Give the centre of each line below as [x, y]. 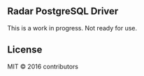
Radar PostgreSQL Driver [63, 11]
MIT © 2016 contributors [43, 66]
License [25, 50]
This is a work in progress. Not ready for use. [72, 28]
